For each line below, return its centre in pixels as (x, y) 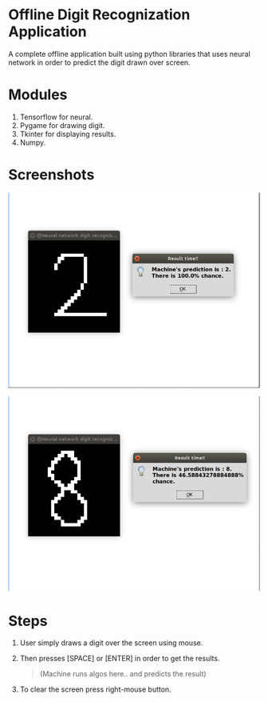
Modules (38, 95)
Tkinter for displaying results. (68, 134)
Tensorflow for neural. (56, 117)
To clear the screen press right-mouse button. (95, 689)
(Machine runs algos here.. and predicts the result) (123, 674)
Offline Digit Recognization (99, 15)
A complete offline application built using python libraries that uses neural (130, 54)
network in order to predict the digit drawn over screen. (99, 62)
